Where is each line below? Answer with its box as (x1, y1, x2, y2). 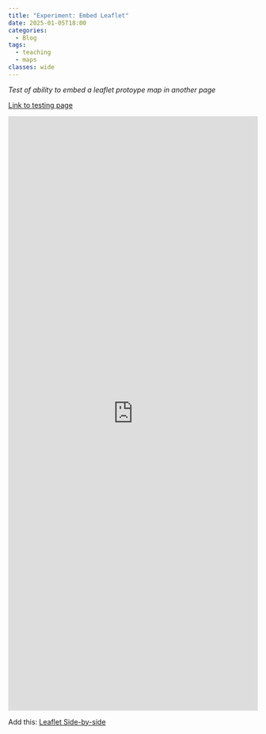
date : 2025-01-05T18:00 (8, 19, 87, 27)
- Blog (15, 33, 37, 42)
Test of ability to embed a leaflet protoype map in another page (8, 85, 216, 94)
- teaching (15, 48, 51, 56)
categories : (8, 26, 47, 34)
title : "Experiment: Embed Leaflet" (8, 11, 129, 20)
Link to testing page (8, 100, 74, 109)
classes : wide (8, 63, 55, 71)
